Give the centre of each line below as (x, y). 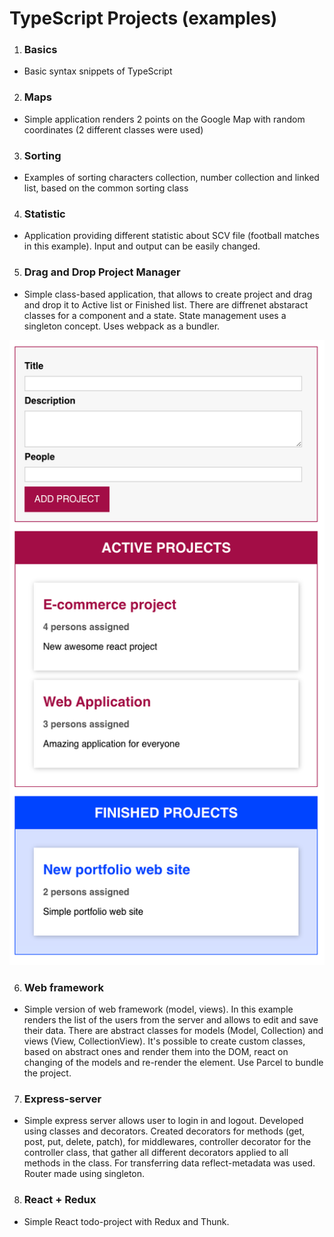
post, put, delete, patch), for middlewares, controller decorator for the (167, 1142)
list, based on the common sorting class (106, 188)
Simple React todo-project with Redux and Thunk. (126, 1221)
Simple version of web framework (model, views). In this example (158, 1009)
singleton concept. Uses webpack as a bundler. (122, 326)
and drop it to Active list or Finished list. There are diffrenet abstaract (166, 304)
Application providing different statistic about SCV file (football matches (171, 236)
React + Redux (60, 1200)
